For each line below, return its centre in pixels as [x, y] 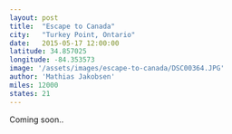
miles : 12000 [34, 85]
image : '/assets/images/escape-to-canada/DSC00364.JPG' [117, 69]
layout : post [34, 18]
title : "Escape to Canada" [63, 26]
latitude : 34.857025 [48, 52]
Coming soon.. [37, 120]
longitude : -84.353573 [52, 60]
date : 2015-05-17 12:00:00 [64, 43]
